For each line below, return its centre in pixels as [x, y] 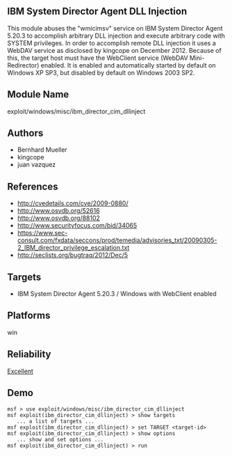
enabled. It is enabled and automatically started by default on [128, 65]
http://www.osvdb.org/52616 [58, 211]
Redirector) [23, 65]
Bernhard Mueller [42, 150]
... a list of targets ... [56, 421]
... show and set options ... [60, 439]
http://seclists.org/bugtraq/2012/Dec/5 [73, 255]
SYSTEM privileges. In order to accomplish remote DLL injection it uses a [112, 43]
